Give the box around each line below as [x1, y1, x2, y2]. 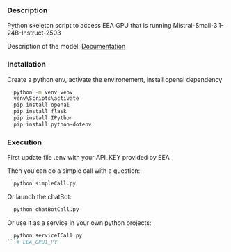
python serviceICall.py [13, 232, 82, 239]
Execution [7, 137, 42, 147]
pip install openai [13, 101, 70, 109]
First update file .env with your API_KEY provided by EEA [7, 153, 170, 162]
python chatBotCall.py [13, 206, 79, 213]
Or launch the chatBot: [7, 193, 72, 201]
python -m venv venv [13, 89, 73, 96]
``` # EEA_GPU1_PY [7, 238, 58, 245]
